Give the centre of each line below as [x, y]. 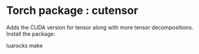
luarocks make [25, 46]
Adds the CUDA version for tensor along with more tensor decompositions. [100, 27]
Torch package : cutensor [72, 11]
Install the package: [31, 33]
